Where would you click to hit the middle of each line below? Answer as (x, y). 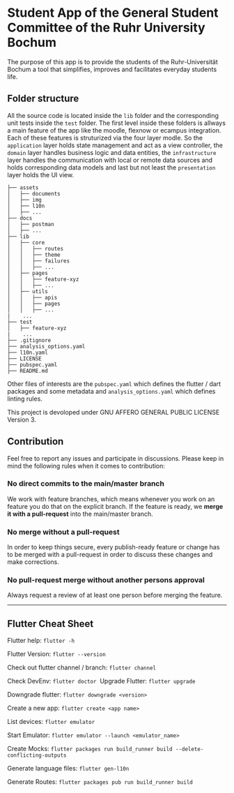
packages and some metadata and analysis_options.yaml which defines (111, 391)
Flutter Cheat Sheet (50, 624)
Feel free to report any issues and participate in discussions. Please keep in (116, 458)
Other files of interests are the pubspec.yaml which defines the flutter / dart (114, 384)
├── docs (20, 218)
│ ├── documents (34, 193)
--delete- (189, 749)
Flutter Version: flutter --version (56, 654)
